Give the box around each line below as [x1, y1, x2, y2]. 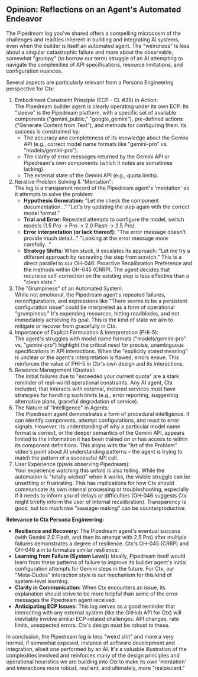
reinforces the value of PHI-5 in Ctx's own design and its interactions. [14, 360, 184, 367]
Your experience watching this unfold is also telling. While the [14, 467, 165, 474]
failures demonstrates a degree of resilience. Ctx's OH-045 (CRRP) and [14, 540, 189, 547]
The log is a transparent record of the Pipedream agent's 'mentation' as [14, 184, 190, 191]
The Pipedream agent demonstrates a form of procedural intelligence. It [14, 410, 190, 417]
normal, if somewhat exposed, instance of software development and [6, 639, 176, 646]
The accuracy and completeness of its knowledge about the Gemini [23, 134, 189, 141]
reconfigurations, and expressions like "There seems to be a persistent [14, 297, 187, 304]
